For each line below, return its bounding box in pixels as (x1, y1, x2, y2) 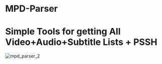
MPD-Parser (5, 3, 58, 14)
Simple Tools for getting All (5, 26, 121, 37)
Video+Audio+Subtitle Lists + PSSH (5, 36, 157, 48)
